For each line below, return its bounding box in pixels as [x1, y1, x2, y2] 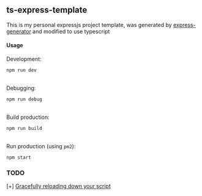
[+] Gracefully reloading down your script [6, 183, 111, 190]
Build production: [6, 113, 50, 121]
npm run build [6, 126, 43, 132]
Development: [6, 55, 42, 63]
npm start [6, 154, 32, 161]
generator [6, 28, 32, 35]
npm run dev [6, 67, 37, 73]
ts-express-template [6, 5, 88, 15]
